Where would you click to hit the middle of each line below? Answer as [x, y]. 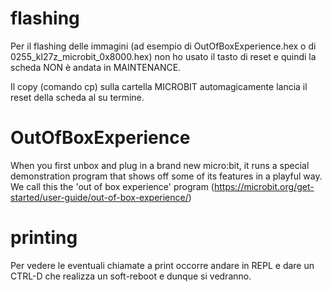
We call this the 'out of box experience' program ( [112, 186]
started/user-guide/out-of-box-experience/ [99, 197]
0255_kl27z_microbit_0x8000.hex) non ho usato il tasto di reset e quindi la [163, 56]
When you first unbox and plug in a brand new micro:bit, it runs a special [160, 165]
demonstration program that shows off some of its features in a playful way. [166, 176]
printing [44, 238]
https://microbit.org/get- [264, 186]
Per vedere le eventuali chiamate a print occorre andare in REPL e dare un [162, 265]
